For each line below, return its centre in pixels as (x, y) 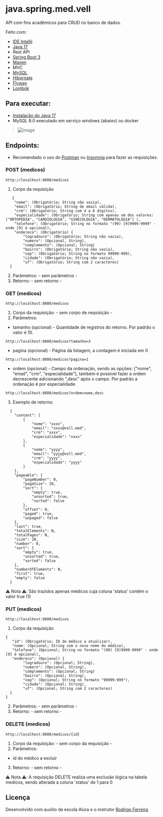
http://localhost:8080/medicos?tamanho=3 (48, 342)
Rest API (21, 52)
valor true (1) (18, 596)
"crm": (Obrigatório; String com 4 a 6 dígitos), (66, 211)
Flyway (20, 83)
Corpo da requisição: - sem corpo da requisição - (62, 743)
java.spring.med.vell (48, 9)
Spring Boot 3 (27, 57)
